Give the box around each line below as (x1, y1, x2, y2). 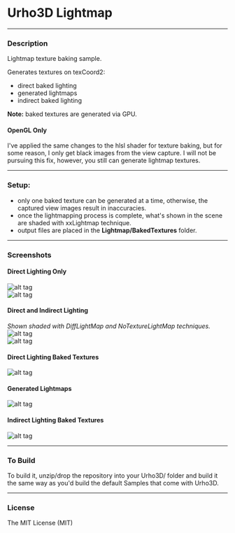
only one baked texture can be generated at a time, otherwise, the (17, 196, 208, 204)
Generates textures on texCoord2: (7, 68, 106, 76)
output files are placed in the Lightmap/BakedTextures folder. (17, 226, 197, 234)
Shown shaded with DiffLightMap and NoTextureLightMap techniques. (7, 322, 211, 330)
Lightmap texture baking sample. (7, 55, 102, 63)
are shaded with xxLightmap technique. (17, 218, 131, 227)
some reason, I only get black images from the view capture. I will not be (7, 149, 217, 157)
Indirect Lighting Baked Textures (7, 416, 104, 425)
